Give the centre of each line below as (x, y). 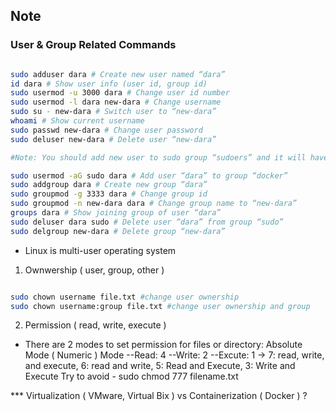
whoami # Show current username (77, 121)
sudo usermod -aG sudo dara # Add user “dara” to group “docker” (149, 175)
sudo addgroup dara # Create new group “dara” (109, 185)
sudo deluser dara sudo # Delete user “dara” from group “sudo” (147, 222)
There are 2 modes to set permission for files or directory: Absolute (163, 345)
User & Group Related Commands (93, 45)
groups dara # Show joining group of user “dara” (116, 213)
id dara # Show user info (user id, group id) (109, 84)
